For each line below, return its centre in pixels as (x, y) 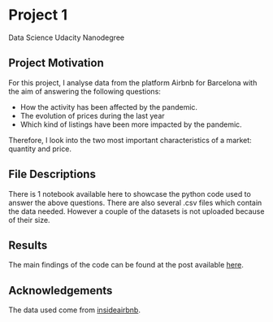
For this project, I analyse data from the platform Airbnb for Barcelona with (133, 82)
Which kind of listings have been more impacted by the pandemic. (131, 124)
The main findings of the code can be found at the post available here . (126, 265)
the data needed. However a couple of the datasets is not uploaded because (136, 211)
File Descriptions (52, 174)
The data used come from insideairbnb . (74, 310)
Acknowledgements (61, 290)
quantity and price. (40, 149)
